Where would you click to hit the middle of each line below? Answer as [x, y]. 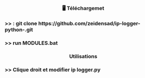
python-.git [19, 29]
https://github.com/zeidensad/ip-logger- [89, 23]
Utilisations [83, 56]
